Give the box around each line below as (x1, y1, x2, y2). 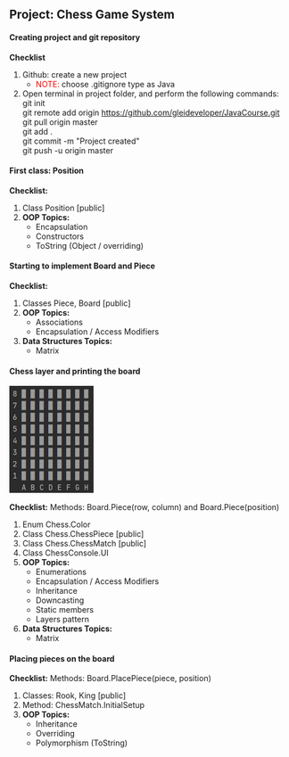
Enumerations (35, 566, 87, 578)
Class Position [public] (21, 202, 105, 213)
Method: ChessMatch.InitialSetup (21, 700, 145, 711)
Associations (35, 317, 83, 327)
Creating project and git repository (9, 31, 141, 43)
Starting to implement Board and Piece (9, 260, 156, 271)
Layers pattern (35, 614, 90, 625)
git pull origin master (21, 116, 98, 128)
